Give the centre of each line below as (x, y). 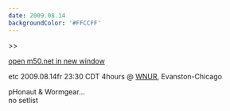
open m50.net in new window (57, 61)
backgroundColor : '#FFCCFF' (55, 23)
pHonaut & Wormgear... (47, 91)
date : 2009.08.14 (37, 15)
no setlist (23, 100)
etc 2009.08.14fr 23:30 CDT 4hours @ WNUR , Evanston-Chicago (115, 76)
